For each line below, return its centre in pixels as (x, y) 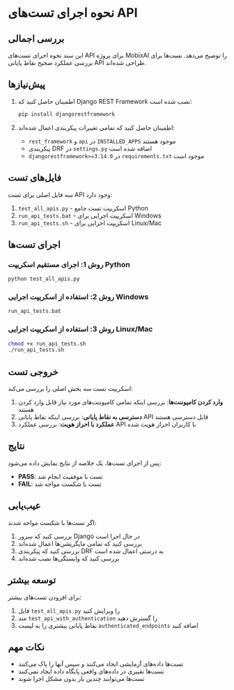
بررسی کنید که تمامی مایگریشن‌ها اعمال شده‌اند (80, 543)
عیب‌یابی (24, 506)
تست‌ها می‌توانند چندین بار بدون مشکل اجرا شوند (81, 679)
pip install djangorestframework (67, 114)
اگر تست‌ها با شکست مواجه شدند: (52, 522)
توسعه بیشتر (32, 580)
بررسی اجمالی (36, 39)
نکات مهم (26, 647)
